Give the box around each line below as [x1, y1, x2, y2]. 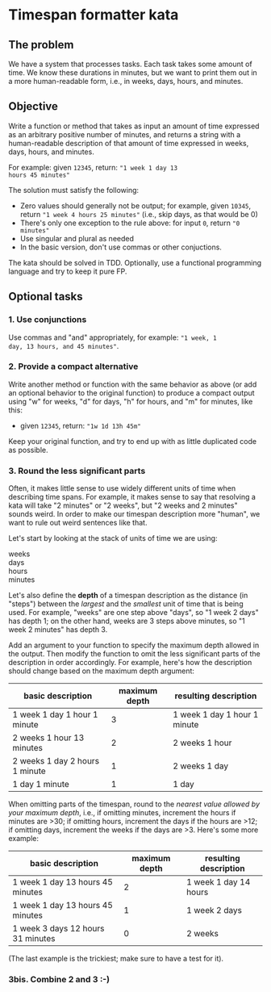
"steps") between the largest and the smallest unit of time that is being [8, 599, 244, 609]
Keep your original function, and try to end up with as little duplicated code [8, 436, 256, 446]
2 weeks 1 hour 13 [12, 732, 85, 743]
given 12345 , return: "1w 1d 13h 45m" [19, 421, 141, 430]
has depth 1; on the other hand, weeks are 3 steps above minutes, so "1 [8, 616, 245, 626]
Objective [8, 99, 59, 114]
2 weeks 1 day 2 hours [12, 756, 99, 767]
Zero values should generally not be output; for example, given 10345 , [19, 200, 252, 211]
